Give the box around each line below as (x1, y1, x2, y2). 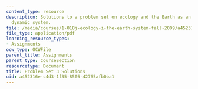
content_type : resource (6, 8, 65, 15)
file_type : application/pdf (6, 30, 75, 36)
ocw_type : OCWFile (6, 47, 51, 53)
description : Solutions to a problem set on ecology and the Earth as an (6, 14, 192, 20)
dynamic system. (11, 19, 51, 25)
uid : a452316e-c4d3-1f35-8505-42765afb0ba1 (6, 74, 115, 80)
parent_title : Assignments (6, 52, 72, 58)
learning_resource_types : (6, 36, 70, 42)
